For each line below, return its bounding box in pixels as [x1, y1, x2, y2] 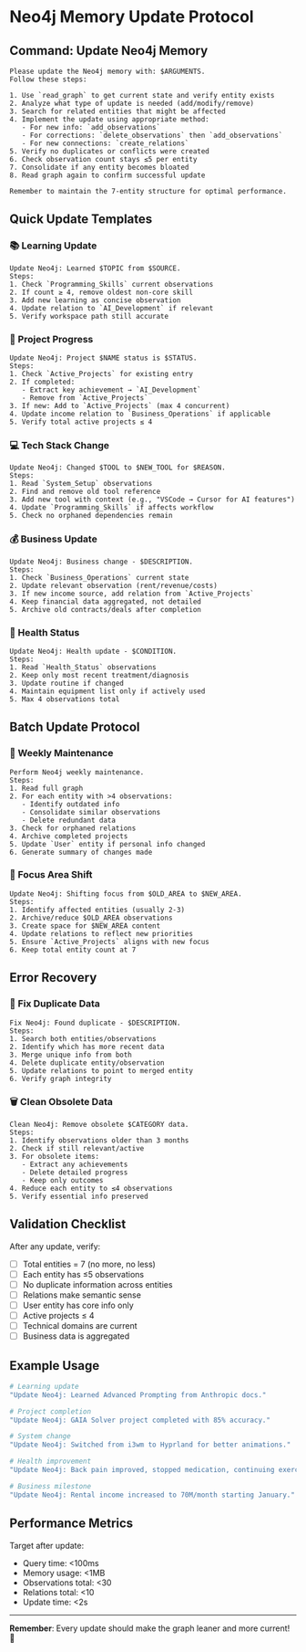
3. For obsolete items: [9, 1152, 100, 1161]
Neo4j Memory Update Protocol [9, 6, 254, 27]
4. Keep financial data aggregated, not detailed [9, 596, 202, 606]
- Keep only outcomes [21, 1175, 104, 1184]
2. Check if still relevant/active [9, 1143, 145, 1152]
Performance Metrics [9, 1516, 134, 1531]
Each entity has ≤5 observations [22, 1268, 145, 1279]
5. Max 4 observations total [9, 694, 120, 704]
